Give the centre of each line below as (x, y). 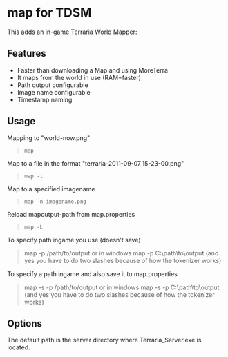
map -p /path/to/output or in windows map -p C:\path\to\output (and (121, 253)
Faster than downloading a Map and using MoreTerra (92, 70)
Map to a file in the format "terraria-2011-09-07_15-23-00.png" (96, 163)
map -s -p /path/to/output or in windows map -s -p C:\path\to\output (122, 287)
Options (25, 324)
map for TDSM (49, 13)
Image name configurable (54, 92)
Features (27, 54)
